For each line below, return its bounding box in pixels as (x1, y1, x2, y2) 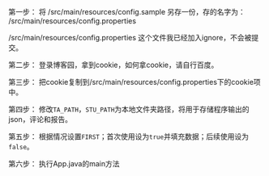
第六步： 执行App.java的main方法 (8, 159, 120, 168)
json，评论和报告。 (8, 115, 73, 124)
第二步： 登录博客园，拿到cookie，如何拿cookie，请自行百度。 (8, 60, 219, 69)
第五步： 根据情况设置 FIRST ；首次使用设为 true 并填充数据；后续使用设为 (8, 132, 250, 141)
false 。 (8, 142, 34, 151)
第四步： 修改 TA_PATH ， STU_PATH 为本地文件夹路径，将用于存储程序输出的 (8, 104, 250, 114)
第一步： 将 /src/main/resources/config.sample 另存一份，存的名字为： (8, 7, 246, 16)
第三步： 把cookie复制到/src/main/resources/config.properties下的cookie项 (8, 78, 261, 86)
